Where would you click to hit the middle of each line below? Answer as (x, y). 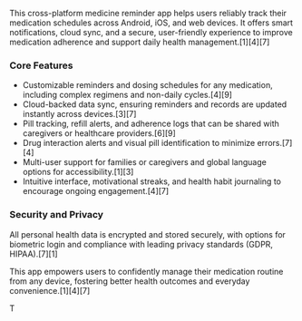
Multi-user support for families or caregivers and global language (145, 162)
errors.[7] (275, 143)
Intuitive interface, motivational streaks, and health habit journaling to (151, 181)
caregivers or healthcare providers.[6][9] (99, 133)
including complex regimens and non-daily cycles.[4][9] (127, 95)
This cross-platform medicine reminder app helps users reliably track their (148, 13)
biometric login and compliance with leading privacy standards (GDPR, (141, 244)
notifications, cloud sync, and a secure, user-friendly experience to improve (151, 32)
